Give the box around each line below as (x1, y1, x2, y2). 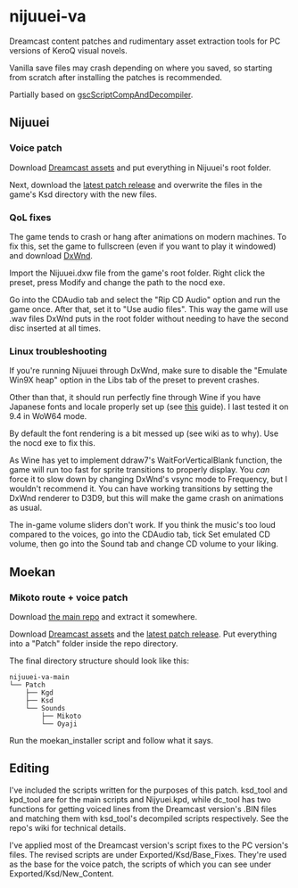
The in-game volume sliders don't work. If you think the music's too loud (9, 520, 277, 530)
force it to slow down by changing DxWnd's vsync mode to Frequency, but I (9, 474, 288, 485)
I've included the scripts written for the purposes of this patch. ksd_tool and (9, 785, 288, 795)
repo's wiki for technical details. (9, 822, 127, 833)
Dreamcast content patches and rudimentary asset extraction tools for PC (9, 36, 281, 46)
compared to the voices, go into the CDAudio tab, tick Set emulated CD (9, 529, 270, 540)
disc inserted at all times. (9, 323, 101, 333)
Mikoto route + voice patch (9, 591, 128, 604)
